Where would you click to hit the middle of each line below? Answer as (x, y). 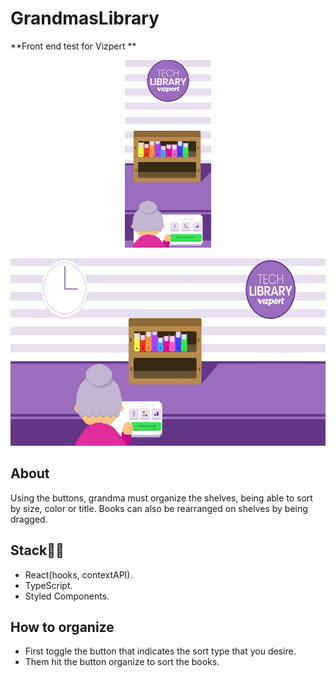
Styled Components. (67, 596)
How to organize (62, 627)
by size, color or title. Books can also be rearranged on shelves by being (159, 508)
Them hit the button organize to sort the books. (122, 662)
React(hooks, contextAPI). (78, 574)
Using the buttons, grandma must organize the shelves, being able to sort (161, 498)
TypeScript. (48, 585)
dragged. (29, 519)
